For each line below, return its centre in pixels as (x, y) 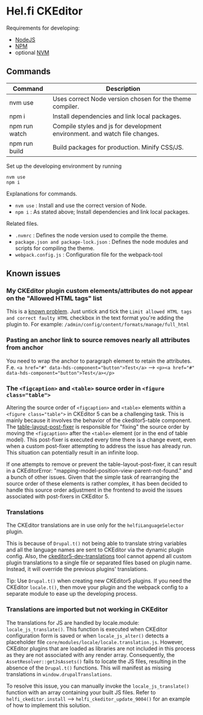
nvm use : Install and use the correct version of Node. (81, 205)
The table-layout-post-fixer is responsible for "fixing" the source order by (98, 427)
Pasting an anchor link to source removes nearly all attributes (98, 340)
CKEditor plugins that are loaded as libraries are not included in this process (101, 648)
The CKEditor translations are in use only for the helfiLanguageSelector (95, 526)
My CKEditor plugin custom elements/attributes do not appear (100, 291)
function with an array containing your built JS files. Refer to (81, 692)
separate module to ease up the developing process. (72, 594)
